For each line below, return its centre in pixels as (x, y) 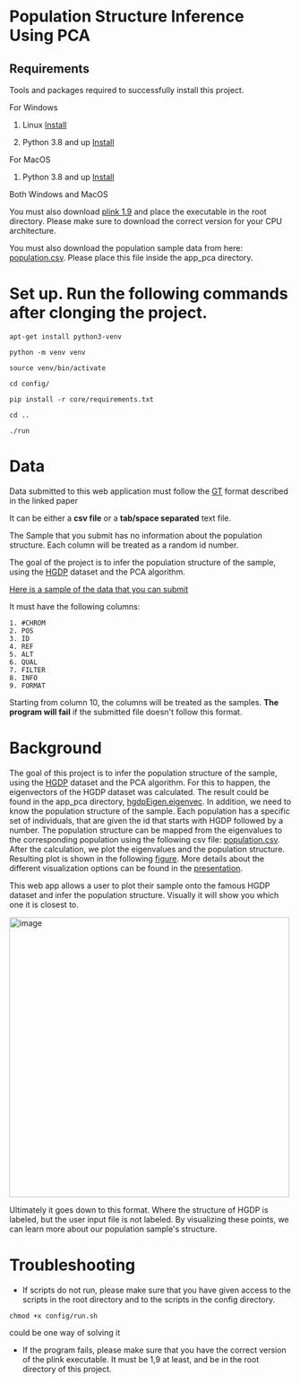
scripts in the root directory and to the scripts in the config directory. (149, 1299)
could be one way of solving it (65, 1332)
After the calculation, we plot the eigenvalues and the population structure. (147, 849)
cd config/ (30, 384)
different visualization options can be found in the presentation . (126, 868)
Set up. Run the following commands (149, 294)
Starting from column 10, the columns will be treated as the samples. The (144, 702)
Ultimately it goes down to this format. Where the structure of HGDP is (139, 1210)
